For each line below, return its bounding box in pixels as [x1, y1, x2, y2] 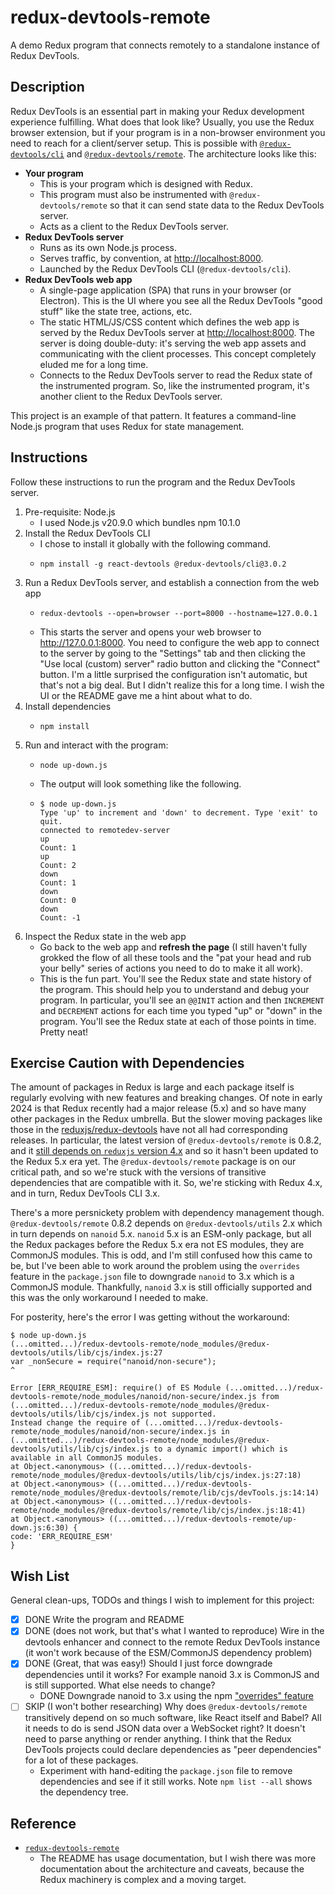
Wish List [10, 1567, 70, 1585]
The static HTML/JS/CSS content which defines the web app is [39, 316, 300, 328]
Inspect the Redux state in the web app [24, 930, 187, 942]
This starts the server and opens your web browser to [39, 626, 262, 638]
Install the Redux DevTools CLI [24, 527, 151, 539]
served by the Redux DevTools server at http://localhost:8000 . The [39, 326, 315, 338]
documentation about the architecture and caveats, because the [39, 1863, 305, 1875]
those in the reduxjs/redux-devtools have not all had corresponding [10, 1124, 288, 1136]
